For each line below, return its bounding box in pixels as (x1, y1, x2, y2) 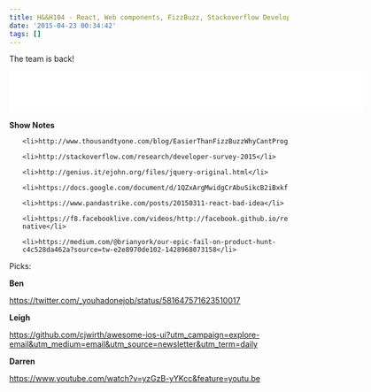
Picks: (9, 261, 32, 272)
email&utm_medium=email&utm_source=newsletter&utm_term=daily (9, 339, 259, 350)
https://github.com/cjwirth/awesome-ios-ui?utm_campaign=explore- (9, 329, 260, 341)
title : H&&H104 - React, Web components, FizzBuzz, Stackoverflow (9, 12, 259, 22)
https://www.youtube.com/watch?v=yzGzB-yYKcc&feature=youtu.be (9, 373, 261, 384)
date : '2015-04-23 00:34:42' (9, 21, 117, 30)
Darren (9, 356, 35, 367)
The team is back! (9, 54, 75, 65)
